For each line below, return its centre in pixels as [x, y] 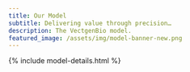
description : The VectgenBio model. [70, 30]
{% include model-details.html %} [65, 61]
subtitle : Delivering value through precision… [90, 23]
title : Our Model [38, 16]
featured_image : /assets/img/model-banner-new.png [95, 38]
